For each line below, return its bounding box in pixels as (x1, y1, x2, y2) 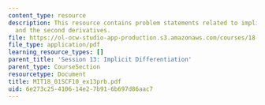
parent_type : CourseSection (8, 63, 101, 71)
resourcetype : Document (8, 70, 87, 78)
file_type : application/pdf (8, 41, 101, 49)
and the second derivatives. (15, 26, 111, 34)
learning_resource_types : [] (8, 48, 104, 56)
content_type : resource (8, 11, 87, 20)
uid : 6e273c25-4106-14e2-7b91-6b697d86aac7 (8, 84, 154, 93)
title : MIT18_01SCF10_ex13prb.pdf (8, 77, 122, 85)
